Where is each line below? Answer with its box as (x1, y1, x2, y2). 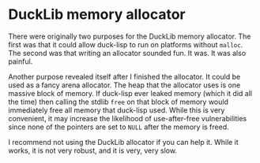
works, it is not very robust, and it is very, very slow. (8, 146, 178, 155)
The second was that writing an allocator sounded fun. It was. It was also (8, 48, 247, 57)
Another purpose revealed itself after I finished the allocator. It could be (8, 72, 241, 81)
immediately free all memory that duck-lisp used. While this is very (8, 105, 225, 115)
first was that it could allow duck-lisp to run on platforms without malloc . (8, 39, 243, 49)
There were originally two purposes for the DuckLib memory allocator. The (8, 31, 251, 41)
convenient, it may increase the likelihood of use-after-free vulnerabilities (8, 113, 247, 123)
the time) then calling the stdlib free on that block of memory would (8, 97, 229, 106)
